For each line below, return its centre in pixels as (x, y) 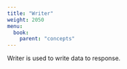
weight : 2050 (26, 20)
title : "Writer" (30, 13)
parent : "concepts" (47, 39)
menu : (15, 26)
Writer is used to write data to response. (64, 58)
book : (21, 32)
